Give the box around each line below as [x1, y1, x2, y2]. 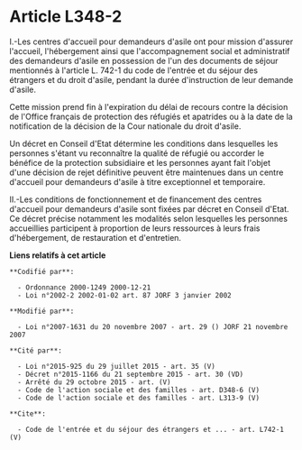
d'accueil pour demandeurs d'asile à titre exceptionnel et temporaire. [9, 176, 266, 187]
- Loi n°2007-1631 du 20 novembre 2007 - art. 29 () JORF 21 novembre [17, 322, 288, 331]
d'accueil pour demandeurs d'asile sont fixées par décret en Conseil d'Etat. [9, 203, 290, 214]
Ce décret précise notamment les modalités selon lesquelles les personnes [9, 213, 288, 224]
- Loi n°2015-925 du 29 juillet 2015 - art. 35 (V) [17, 362, 216, 371]
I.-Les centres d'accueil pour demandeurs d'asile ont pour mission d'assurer [9, 36, 294, 47]
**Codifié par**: [9, 267, 75, 276]
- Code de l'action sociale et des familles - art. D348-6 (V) [17, 385, 260, 394]
